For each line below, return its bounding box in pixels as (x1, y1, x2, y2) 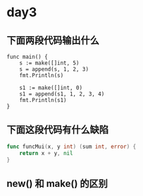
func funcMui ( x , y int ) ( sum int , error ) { (6, 143, 137, 150)
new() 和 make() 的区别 (6, 178, 108, 190)
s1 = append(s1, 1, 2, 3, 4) (19, 91, 105, 98)
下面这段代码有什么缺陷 (6, 124, 108, 136)
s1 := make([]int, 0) (19, 84, 82, 91)
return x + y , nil (19, 149, 73, 156)
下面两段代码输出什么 (6, 34, 99, 46)
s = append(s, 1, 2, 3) (19, 66, 89, 73)
